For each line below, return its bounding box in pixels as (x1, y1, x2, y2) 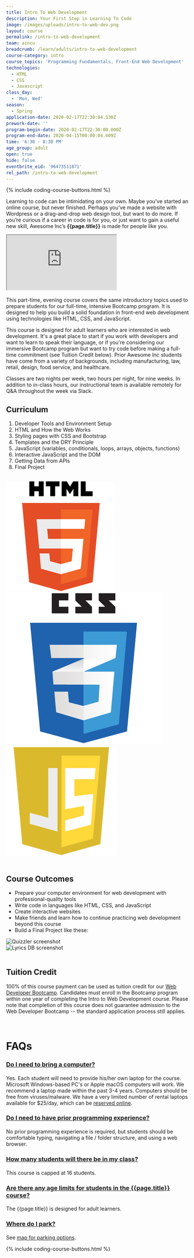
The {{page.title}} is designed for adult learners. (6, 1205, 122, 1212)
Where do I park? (6, 1220, 56, 1228)
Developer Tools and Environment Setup (14, 420, 112, 427)
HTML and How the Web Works (14, 426, 91, 433)
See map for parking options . (6, 1234, 77, 1241)
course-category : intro (6, 53, 64, 58)
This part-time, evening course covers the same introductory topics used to (6, 297, 188, 304)
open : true (6, 151, 33, 157)
